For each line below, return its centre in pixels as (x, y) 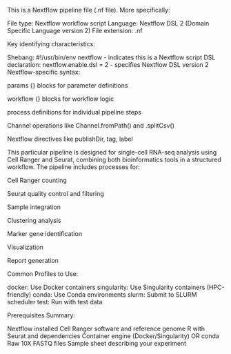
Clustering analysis (34, 220)
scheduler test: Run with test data (55, 302)
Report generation (33, 260)
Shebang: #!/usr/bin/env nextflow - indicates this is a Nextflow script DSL (111, 57)
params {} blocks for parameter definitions (68, 85)
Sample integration (34, 207)
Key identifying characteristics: (51, 44)
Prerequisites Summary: (41, 315)
